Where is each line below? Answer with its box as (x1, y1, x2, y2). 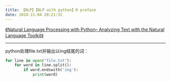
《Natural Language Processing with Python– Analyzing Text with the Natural (5, 26, 164, 32)
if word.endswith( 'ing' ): (23, 67, 79, 72)
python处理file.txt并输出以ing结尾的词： (5, 48, 89, 54)
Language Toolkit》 (5, 32, 44, 38)
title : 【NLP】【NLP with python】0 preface (5, 7, 97, 13)
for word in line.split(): (14, 63, 72, 68)
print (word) (32, 72, 58, 77)
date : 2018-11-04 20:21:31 (5, 12, 63, 17)
